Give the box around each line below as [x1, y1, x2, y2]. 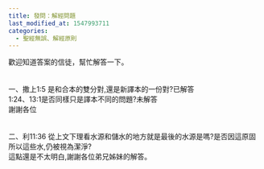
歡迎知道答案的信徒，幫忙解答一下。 [8, 57, 129, 67]
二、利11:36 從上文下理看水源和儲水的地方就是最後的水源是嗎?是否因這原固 [8, 132, 256, 142]
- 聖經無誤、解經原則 [15, 34, 77, 43]
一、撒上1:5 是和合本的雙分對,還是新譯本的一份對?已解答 [8, 84, 195, 94]
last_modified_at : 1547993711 [8, 19, 110, 27]
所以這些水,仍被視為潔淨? [8, 142, 93, 151]
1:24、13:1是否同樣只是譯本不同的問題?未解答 [8, 94, 159, 105]
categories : [8, 27, 48, 35]
